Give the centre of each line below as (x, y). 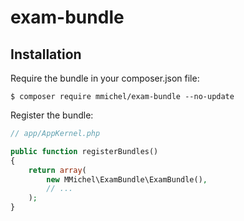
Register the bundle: (52, 115)
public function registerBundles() (84, 151)
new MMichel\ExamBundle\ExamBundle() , (127, 179)
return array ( (57, 170)
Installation (46, 54)
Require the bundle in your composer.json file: (105, 78)
